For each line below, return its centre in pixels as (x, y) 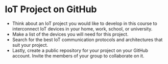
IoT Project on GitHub (51, 9)
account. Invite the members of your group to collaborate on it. (78, 56)
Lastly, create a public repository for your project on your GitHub (80, 50)
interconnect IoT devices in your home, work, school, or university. (82, 28)
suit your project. (30, 45)
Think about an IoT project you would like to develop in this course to (85, 23)
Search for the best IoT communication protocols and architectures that (87, 40)
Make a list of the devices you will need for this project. (70, 34)
